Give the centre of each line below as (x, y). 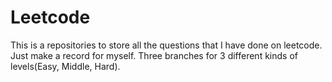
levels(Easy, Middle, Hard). (65, 66)
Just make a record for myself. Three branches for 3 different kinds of (154, 55)
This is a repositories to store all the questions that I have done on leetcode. (166, 45)
